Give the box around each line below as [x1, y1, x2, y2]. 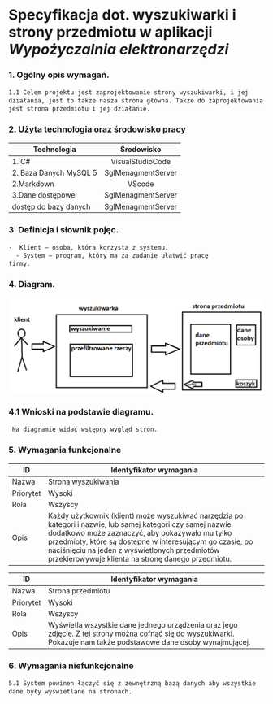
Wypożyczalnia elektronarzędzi [8, 41, 229, 59]
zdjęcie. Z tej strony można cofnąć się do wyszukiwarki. [47, 628, 235, 639]
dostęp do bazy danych [11, 202, 91, 211]
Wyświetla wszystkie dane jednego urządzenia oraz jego [47, 620, 238, 630]
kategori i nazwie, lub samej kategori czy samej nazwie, [47, 519, 234, 529]
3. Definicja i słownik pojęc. [8, 224, 119, 235]
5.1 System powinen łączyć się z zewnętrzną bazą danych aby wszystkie [8, 680, 256, 688]
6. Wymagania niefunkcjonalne [8, 660, 134, 671]
